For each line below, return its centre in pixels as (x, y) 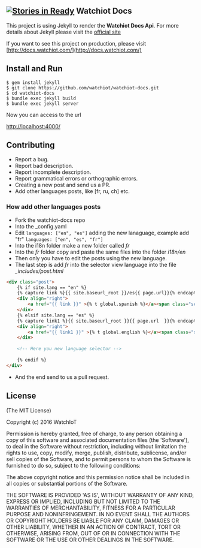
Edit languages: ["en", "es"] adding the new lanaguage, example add (102, 233)
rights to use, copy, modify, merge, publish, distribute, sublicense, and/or (96, 453)
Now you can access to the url (44, 115)
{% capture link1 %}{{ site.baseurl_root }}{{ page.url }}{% (96, 321)
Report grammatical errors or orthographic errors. (76, 179)
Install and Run (34, 69)
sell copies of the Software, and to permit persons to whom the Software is (99, 459)
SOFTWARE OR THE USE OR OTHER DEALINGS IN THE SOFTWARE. (90, 540)
